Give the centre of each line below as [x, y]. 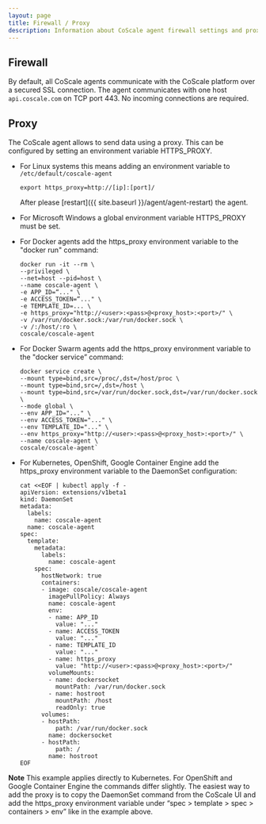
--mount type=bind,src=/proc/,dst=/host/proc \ [99, 378]
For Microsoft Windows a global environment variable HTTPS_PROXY [133, 218]
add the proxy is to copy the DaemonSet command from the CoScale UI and [132, 795]
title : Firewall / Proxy [49, 23]
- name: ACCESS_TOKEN [84, 631]
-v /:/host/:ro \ [48, 327]
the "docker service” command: [72, 357]
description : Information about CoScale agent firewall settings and [125, 30]
